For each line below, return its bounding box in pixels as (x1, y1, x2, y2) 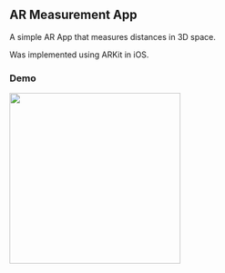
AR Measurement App (9, 7, 138, 23)
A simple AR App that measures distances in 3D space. (9, 31, 216, 42)
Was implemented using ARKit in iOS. (9, 49, 149, 60)
